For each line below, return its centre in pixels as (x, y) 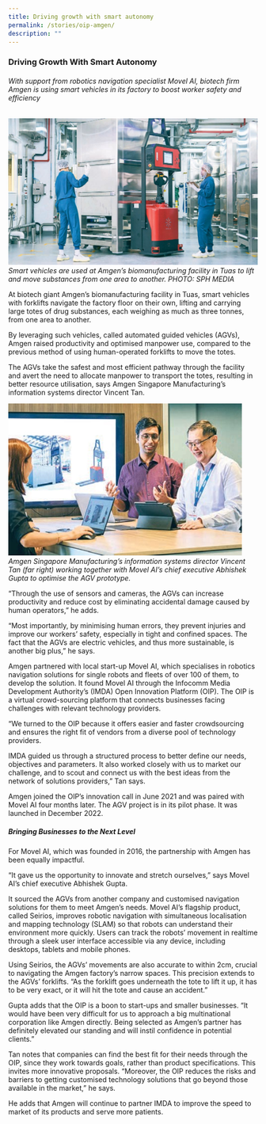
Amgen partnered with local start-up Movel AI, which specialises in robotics (132, 666)
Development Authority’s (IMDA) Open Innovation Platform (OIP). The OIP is (131, 692)
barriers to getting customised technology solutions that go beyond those (128, 1080)
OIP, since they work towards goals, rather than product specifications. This (132, 1063)
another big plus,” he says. (51, 651)
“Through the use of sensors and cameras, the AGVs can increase (116, 593)
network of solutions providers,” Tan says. (77, 781)
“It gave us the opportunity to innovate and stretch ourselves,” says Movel (129, 875)
